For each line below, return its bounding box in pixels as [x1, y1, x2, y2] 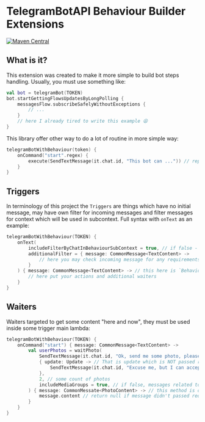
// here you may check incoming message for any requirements [38, 256, 201, 263]
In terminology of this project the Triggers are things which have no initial [6, 203, 191, 210]
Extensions [6, 17, 65, 31]
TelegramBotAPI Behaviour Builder [6, 4, 186, 18]
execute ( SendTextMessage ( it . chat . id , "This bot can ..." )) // [28, 158, 190, 164]
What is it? [6, 55, 48, 65]
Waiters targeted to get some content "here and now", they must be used [6, 318, 190, 325]
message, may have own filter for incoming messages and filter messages [6, 209, 193, 216]
